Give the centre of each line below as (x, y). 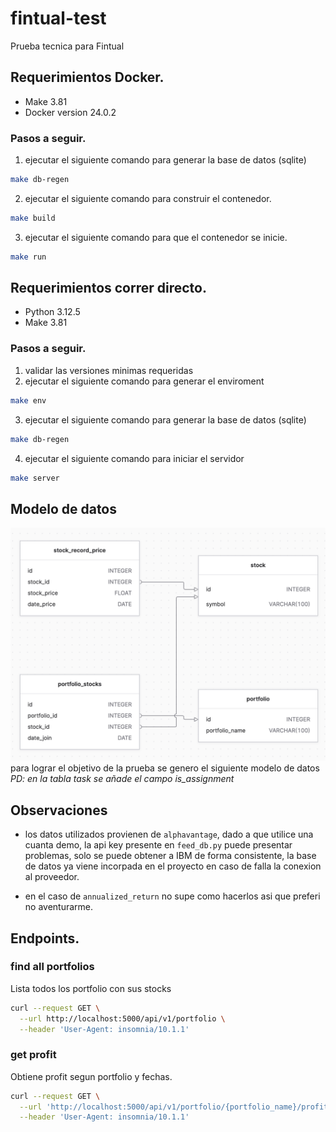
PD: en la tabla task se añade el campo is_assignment (122, 779)
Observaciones (59, 810)
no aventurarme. (59, 907)
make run (28, 257)
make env (28, 400)
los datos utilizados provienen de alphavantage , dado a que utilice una (169, 834)
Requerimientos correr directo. (108, 288)
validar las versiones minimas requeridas (109, 370)
